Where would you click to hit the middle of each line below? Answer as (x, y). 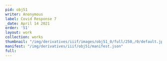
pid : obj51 (16, 10)
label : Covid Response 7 (31, 19)
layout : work (19, 32)
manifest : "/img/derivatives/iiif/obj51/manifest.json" (64, 46)
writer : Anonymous (24, 14)
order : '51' (17, 28)
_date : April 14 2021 (28, 23)
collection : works (24, 37)
